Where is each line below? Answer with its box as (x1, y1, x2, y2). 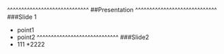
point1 (16, 26, 34, 34)
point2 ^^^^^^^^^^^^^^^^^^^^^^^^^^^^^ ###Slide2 (16, 33, 150, 41)
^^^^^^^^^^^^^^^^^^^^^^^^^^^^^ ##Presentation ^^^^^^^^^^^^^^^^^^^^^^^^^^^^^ (7, 6, 217, 13)
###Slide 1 (7, 13, 37, 21)
